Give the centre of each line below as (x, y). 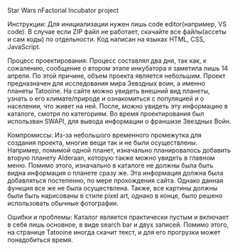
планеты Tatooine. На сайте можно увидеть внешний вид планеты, (109, 91)
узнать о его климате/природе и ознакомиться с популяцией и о (106, 98)
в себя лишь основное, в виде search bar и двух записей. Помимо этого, (118, 225)
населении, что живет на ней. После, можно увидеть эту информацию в (118, 106)
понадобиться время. (40, 240)
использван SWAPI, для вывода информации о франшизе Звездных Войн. (119, 121)
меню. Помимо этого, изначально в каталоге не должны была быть (110, 165)
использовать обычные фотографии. (63, 203)
